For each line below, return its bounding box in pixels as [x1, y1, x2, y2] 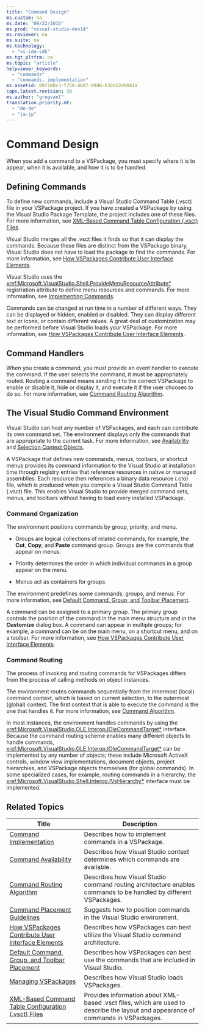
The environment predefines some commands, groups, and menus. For [6, 590, 185, 598]
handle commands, [6, 739, 55, 746]
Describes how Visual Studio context [84, 848, 190, 856]
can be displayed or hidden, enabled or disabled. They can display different [6, 311, 196, 318]
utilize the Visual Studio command [84, 931, 181, 939]
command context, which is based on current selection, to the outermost [6, 695, 189, 702]
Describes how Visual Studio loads [84, 973, 184, 982]
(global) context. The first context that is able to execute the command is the [6, 701, 199, 708]
